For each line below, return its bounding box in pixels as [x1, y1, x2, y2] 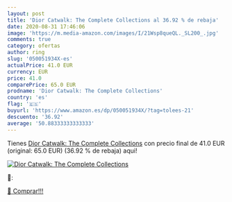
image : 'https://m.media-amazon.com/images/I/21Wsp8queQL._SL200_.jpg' [7, 29, 219, 37]
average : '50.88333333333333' [7, 119, 95, 127]
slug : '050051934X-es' [7, 56, 73, 62]
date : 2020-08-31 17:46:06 [7, 23, 85, 30]
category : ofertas [7, 42, 60, 49]
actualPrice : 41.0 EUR [7, 62, 73, 69]
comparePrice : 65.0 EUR [7, 81, 76, 88]
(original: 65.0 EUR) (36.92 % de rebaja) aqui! [7, 146, 138, 155]
